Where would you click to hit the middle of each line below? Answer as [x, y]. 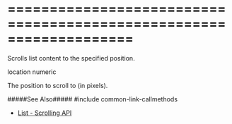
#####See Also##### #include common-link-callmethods [93, 99]
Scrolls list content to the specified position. [71, 58]
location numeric [32, 72]
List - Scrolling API [45, 113]
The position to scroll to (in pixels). [58, 85]
